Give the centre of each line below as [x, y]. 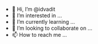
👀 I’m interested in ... [37, 15]
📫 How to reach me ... [39, 35]
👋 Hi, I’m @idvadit [33, 9]
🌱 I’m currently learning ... [43, 22]
